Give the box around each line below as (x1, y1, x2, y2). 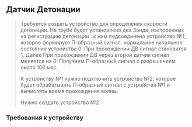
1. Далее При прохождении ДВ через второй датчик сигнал (20, 51, 169, 58)
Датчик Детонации (6, 5, 81, 15)
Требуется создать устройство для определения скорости (20, 20, 167, 27)
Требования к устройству (6, 114, 83, 122)
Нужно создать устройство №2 (20, 99, 99, 106)
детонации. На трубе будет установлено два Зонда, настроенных (20, 26, 184, 33)
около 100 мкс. (20, 64, 58, 71)
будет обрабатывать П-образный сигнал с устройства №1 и (20, 81, 170, 88)
